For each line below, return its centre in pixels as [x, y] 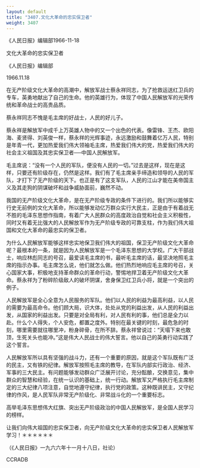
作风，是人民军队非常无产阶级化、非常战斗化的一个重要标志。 [92, 395]
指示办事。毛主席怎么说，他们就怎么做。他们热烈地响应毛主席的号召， [102, 265]
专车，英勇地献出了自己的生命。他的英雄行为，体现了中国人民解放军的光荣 [97, 97]
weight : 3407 [22, 23]
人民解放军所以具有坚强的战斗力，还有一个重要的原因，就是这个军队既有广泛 [100, 358]
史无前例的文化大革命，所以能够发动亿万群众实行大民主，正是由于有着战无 [102, 208]
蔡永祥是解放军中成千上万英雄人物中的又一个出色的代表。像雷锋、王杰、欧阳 [100, 130]
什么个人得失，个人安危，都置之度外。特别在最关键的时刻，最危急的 [100, 323]
